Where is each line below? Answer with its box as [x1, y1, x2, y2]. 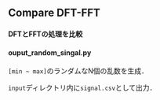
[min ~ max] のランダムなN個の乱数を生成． [8, 66, 149, 76]
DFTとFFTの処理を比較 [8, 29, 83, 39]
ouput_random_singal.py [8, 47, 92, 57]
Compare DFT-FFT [8, 6, 100, 20]
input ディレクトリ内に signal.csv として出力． [8, 83, 157, 93]
